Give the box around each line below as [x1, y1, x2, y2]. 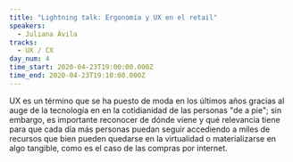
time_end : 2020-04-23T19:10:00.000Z [9, 71, 146, 80]
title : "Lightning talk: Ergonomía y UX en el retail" [9, 12, 218, 22]
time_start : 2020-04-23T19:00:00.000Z [9, 63, 154, 72]
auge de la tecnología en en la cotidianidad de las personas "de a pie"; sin [9, 104, 282, 116]
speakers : [9, 21, 46, 30]
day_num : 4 [9, 54, 50, 63]
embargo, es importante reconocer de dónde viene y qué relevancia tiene [9, 114, 280, 125]
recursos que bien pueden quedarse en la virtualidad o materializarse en [9, 133, 277, 143]
